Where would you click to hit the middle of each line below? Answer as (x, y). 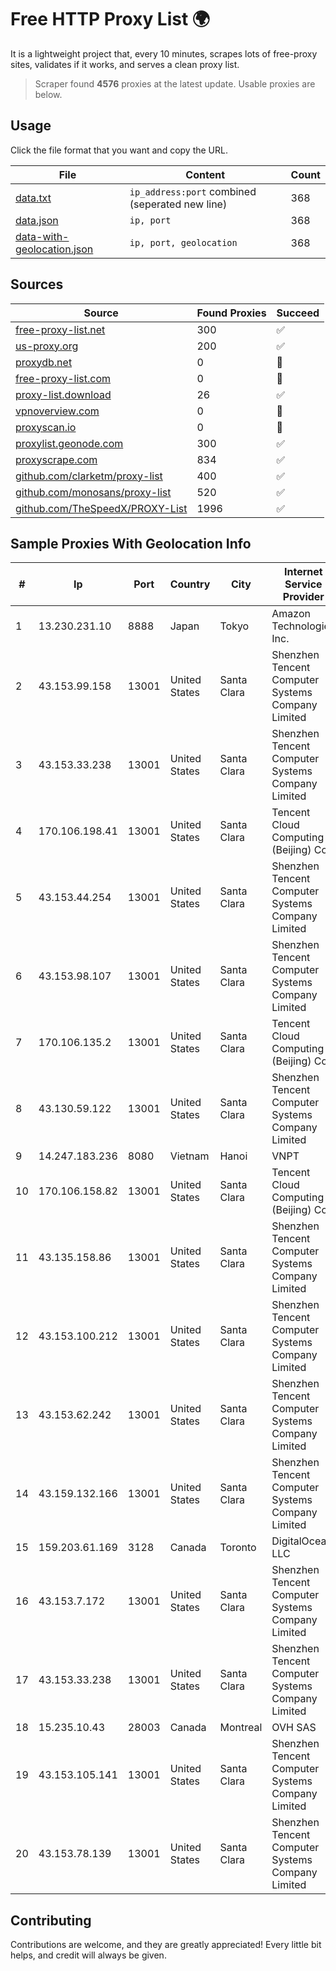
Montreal (241, 1728)
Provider (303, 597)
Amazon (291, 614)
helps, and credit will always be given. (88, 1955)
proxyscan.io (46, 427)
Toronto (238, 1548)
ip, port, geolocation (183, 242)
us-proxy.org (47, 346)
